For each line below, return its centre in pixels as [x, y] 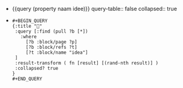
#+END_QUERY [27, 79]
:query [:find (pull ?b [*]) [52, 31]
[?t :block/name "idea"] [57, 52]
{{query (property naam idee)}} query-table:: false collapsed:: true [94, 9]
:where [29, 37]
